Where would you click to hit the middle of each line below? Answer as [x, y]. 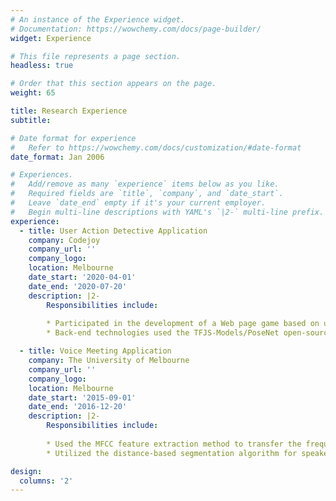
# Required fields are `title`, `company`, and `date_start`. [147, 194]
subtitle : [31, 120]
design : [26, 471]
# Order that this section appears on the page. [113, 84]
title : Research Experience [69, 111]
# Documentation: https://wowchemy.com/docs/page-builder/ [136, 29]
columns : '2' [46, 481]
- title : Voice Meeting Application [95, 351]
